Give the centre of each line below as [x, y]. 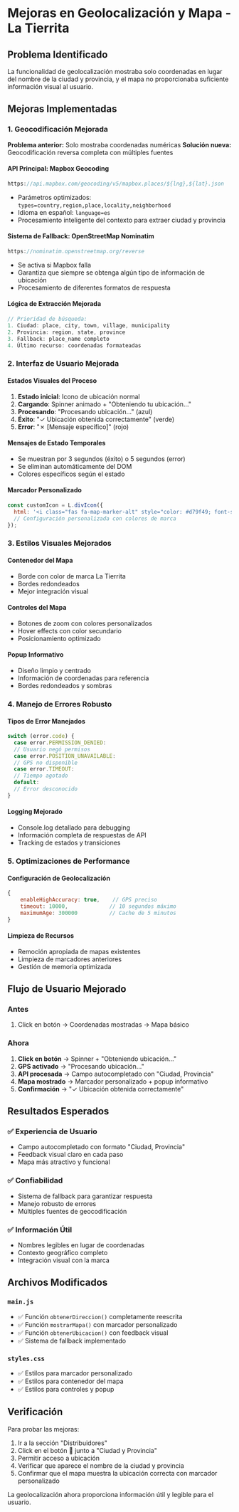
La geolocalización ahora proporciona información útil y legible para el [111, 1494]
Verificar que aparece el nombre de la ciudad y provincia [101, 1465]
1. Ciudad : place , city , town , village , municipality [89, 325]
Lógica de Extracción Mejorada [54, 304]
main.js [21, 1302]
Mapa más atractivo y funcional [64, 1162]
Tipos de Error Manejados [46, 721]
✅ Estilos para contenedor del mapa [70, 1381]
